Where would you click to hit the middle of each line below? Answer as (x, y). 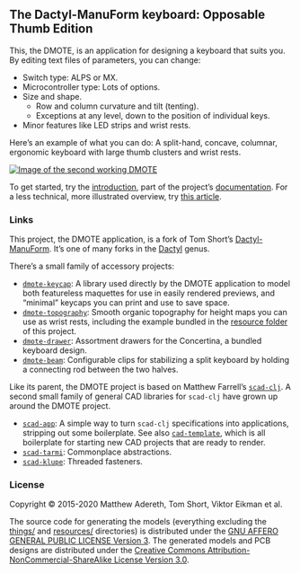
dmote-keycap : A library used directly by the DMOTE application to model (156, 284)
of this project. (49, 331)
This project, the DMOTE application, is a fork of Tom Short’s (121, 239)
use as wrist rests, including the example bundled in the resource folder (155, 322)
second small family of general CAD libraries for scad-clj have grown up (144, 397)
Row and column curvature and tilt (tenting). (117, 106)
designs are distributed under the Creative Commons (108, 551)
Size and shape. (52, 96)
